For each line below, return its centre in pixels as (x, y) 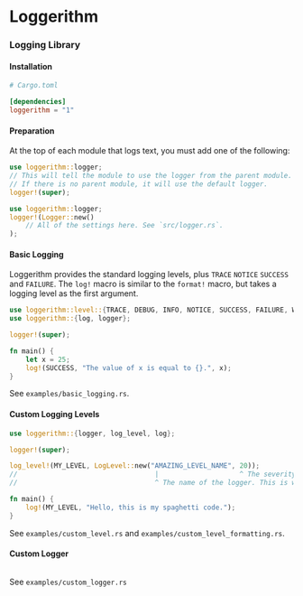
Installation (31, 66)
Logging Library (45, 45)
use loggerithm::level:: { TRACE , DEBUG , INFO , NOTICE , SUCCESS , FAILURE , (149, 310)
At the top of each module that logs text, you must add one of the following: (150, 151)
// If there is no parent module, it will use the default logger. (139, 184)
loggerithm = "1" (42, 110)
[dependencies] (38, 102)
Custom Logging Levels (55, 414)
